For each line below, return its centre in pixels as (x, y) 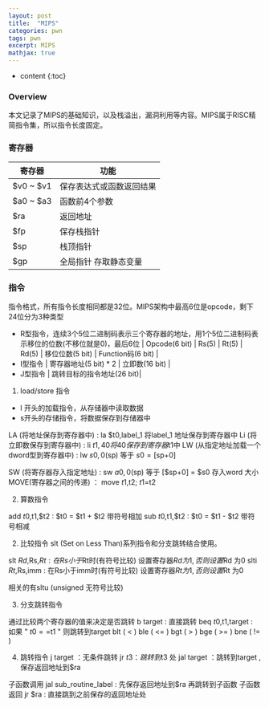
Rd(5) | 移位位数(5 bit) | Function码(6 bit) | (89, 353)
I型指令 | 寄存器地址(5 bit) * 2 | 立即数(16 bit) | (95, 364)
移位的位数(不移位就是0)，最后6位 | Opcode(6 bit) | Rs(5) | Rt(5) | (135, 343)
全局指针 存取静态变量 (101, 262)
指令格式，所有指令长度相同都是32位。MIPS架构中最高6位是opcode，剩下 (131, 307)
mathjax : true (32, 53)
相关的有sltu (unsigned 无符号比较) (66, 587)
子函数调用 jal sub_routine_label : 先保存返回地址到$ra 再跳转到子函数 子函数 (134, 684)
